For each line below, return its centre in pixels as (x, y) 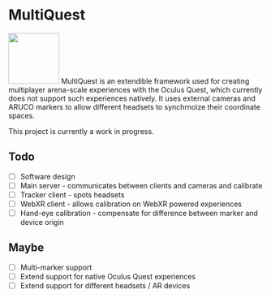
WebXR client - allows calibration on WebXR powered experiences (131, 204)
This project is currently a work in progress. (81, 131)
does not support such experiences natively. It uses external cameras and (132, 98)
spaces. (22, 115)
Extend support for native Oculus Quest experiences (108, 276)
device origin (42, 222)
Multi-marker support (56, 267)
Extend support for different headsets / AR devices (105, 285)
